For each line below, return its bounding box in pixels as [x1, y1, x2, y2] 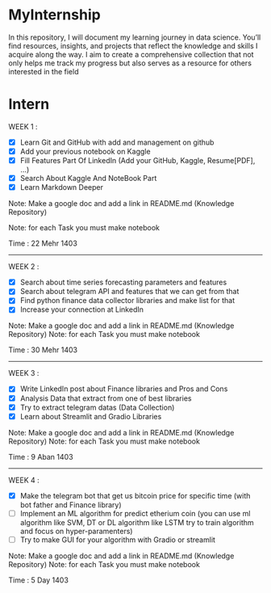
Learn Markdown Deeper [19, 183, 103, 192]
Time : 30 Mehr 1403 [8, 345, 78, 355]
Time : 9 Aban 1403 [8, 452, 74, 461]
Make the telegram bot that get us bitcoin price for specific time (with [19, 490, 251, 500]
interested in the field [8, 66, 79, 76]
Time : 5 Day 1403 [8, 575, 69, 585]
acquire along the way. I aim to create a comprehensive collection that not [8, 49, 254, 59]
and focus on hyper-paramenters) [19, 526, 133, 536]
